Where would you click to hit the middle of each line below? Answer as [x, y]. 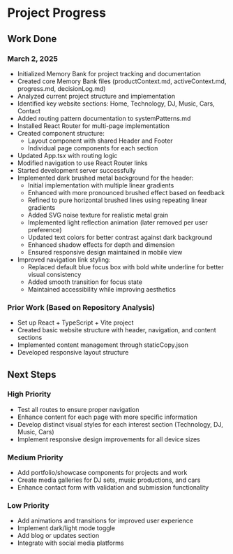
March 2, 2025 [32, 59]
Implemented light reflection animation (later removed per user [118, 222]
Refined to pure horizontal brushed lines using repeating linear [118, 200]
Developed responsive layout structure [73, 353]
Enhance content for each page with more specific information [107, 417]
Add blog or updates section [58, 536]
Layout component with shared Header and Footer [100, 141]
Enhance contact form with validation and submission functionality [113, 488]
